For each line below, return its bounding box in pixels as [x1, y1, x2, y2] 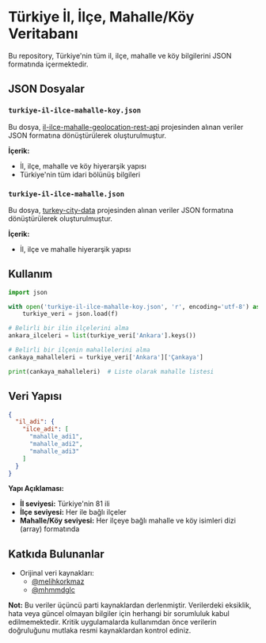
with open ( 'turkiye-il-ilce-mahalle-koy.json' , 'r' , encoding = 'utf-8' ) [8, 302, 249, 310]
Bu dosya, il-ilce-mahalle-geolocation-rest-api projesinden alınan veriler [8, 122, 244, 131]
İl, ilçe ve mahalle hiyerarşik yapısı [19, 244, 131, 253]
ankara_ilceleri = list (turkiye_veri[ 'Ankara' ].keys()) [8, 332, 196, 340]
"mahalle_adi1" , [28, 432, 83, 441]
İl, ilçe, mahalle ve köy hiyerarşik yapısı [19, 161, 146, 170]
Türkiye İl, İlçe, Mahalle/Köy [8, 8, 195, 26]
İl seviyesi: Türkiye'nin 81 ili [19, 499, 110, 508]
